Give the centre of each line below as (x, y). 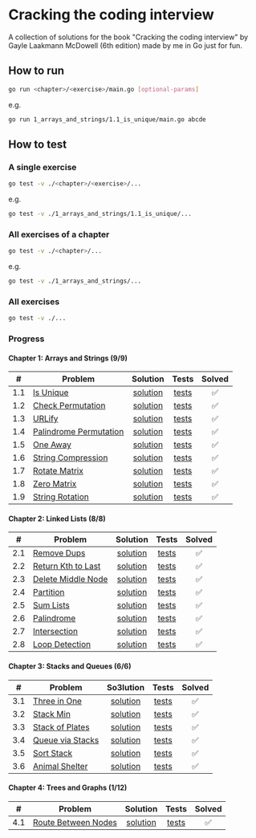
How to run (37, 71)
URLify (46, 419)
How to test (37, 144)
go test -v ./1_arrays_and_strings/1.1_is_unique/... (100, 214)
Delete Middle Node (71, 580)
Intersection (56, 632)
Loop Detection (62, 645)
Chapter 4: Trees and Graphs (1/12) (68, 787)
